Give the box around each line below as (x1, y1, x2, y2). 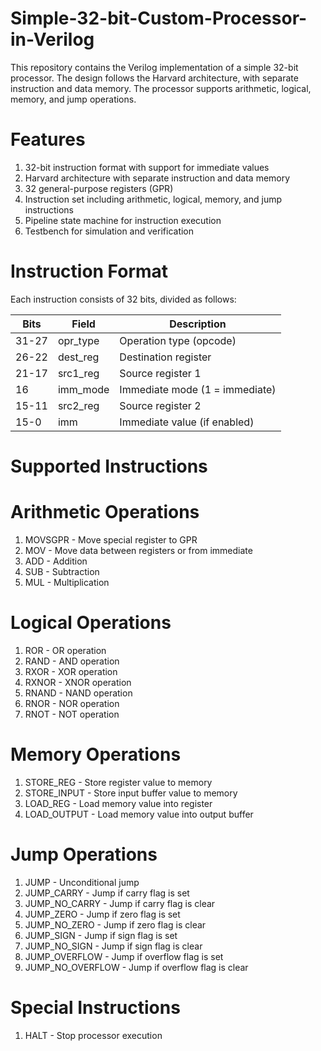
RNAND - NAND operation (24, 687, 133, 699)
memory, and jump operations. (10, 93, 137, 105)
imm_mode (57, 382, 110, 396)
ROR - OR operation (24, 644, 107, 656)
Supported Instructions (10, 455, 208, 477)
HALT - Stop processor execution (24, 1029, 163, 1041)
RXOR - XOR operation (24, 665, 118, 677)
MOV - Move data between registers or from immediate (24, 544, 253, 556)
